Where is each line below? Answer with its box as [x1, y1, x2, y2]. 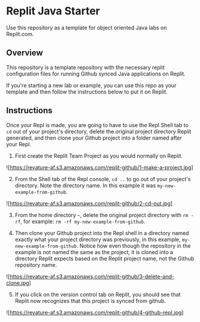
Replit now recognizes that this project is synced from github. [14, 297, 166, 304]
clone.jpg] [6, 279, 31, 286]
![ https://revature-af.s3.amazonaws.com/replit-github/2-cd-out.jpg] [6, 200, 173, 207]
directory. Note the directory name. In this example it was [14, 182, 156, 189]
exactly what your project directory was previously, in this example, [14, 236, 181, 243]
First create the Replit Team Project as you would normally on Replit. [14, 152, 183, 160]
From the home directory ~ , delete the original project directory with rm [14, 211, 189, 218]
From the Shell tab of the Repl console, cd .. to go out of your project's [14, 175, 191, 182]
